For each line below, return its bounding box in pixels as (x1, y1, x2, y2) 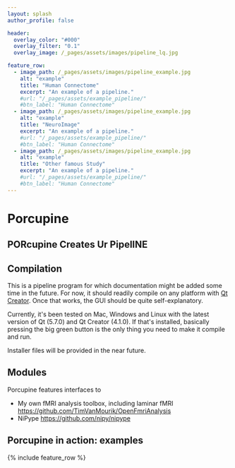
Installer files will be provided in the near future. (7, 347, 146, 355)
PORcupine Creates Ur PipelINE (7, 239, 148, 251)
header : (7, 30, 30, 37)
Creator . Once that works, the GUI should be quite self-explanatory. (7, 296, 203, 305)
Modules (7, 366, 47, 378)
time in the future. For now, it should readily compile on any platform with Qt (7, 289, 228, 297)
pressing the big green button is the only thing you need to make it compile (7, 325, 226, 334)
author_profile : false (7, 17, 74, 24)
